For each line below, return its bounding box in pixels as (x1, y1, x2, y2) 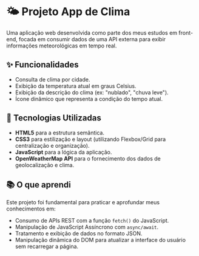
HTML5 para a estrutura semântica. (15, 129, 105, 136)
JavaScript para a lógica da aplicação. (15, 148, 112, 156)
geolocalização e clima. (15, 161, 75, 168)
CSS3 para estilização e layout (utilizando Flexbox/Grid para (15, 135, 166, 143)
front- (178, 29, 193, 36)
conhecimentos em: (6, 205, 56, 213)
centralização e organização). (15, 142, 90, 149)
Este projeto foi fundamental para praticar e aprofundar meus (6, 199, 160, 206)
